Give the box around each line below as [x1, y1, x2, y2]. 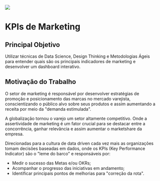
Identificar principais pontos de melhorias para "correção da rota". [12, 170, 145, 176]
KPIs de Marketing [5, 21, 81, 33]
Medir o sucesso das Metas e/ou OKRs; [12, 160, 91, 166]
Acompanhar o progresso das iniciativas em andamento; [12, 165, 125, 171]
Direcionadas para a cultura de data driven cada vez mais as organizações [5, 140, 154, 146]
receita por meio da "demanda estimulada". [5, 106, 91, 112]
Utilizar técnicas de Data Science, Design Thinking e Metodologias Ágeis [5, 53, 150, 59]
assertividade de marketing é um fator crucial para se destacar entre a [5, 120, 145, 126]
